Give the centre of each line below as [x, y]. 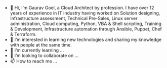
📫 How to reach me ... [33, 61]
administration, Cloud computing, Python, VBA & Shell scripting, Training [86, 23]
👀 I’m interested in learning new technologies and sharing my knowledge [86, 39]
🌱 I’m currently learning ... [37, 50]
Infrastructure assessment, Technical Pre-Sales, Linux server [74, 18]
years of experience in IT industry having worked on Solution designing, [85, 13]
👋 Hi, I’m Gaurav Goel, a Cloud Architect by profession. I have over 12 [82, 8]
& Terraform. [23, 34]
